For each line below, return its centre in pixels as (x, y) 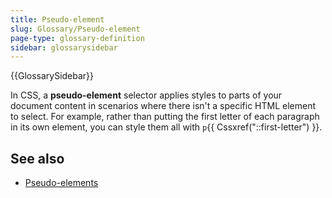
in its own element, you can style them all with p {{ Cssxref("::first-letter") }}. (166, 127)
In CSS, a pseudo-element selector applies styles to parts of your (146, 95)
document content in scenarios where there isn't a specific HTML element (163, 106)
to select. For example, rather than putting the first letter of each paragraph (165, 117)
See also (37, 158)
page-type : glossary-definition (77, 38)
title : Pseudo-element (57, 19)
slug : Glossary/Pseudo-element (75, 29)
